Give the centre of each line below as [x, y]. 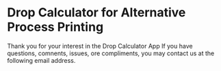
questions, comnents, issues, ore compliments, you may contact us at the [111, 53]
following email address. [41, 60]
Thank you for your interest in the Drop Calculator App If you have [100, 46]
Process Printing [55, 27]
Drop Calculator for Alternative [96, 13]
